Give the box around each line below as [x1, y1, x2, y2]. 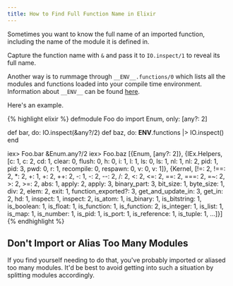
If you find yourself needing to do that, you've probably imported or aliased [7, 256, 226, 265]
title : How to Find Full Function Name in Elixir [7, 10, 157, 18]
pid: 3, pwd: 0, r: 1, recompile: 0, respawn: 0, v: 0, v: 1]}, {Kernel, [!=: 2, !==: [7, 164, 226, 173]
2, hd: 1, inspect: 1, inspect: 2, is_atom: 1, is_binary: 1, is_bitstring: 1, [7, 194, 202, 203]
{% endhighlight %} [7, 217, 65, 225]
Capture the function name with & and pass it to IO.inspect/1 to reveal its [7, 51, 220, 59]
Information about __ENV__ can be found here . [7, 87, 140, 95]
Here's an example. [7, 100, 64, 109]
